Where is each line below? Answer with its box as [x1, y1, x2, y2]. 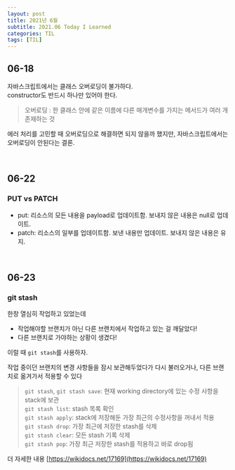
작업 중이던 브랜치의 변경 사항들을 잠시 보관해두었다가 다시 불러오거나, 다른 [7, 363, 212, 371]
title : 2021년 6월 [7, 17, 58, 24]
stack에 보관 [24, 395, 60, 405]
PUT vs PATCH [7, 194, 58, 204]
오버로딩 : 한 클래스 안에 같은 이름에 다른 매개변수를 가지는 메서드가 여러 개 [24, 106, 229, 114]
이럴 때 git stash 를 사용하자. [7, 348, 88, 357]
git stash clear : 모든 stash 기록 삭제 [24, 431, 130, 440]
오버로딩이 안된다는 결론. [7, 138, 75, 146]
